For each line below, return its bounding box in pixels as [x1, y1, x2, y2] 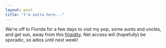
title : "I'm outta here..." [5, 12, 65, 17]
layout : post [5, 7, 33, 13]
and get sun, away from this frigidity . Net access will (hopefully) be [5, 31, 146, 37]
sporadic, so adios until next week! [5, 36, 78, 43]
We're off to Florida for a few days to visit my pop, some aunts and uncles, [5, 26, 161, 32]
